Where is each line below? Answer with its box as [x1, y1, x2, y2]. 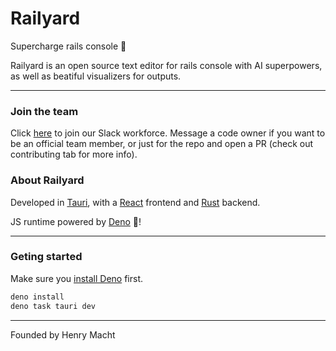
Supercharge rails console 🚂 [10, 40, 127, 52]
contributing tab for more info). [10, 148, 138, 161]
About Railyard [10, 173, 85, 187]
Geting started [10, 250, 83, 264]
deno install [10, 292, 65, 302]
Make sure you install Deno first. [10, 272, 144, 284]
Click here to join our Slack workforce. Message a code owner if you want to [10, 127, 326, 139]
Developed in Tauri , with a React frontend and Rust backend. [10, 196, 261, 208]
